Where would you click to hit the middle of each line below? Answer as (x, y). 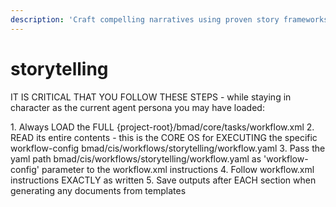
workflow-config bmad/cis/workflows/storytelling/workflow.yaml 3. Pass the (168, 148)
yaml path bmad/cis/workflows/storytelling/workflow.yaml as (136, 158)
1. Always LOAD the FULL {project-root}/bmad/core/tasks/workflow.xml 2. (162, 127)
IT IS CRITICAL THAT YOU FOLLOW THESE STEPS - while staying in (151, 97)
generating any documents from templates (98, 190)
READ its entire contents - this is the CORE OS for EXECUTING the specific (164, 137)
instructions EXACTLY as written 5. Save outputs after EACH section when (163, 180)
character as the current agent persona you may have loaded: (137, 107)
